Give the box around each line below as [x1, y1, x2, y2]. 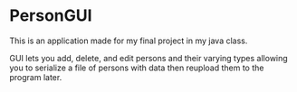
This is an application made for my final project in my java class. [9, 35, 248, 46]
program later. [9, 71, 62, 82]
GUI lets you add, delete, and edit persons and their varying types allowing [9, 52, 288, 63]
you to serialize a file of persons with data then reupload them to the [9, 62, 264, 73]
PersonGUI [9, 5, 92, 26]
